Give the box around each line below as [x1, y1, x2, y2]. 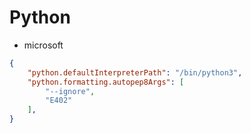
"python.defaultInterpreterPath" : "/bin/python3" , [27, 67, 243, 78]
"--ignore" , [45, 86, 96, 96]
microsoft [23, 39, 64, 51]
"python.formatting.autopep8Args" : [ [27, 77, 185, 87]
